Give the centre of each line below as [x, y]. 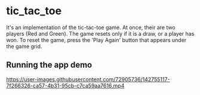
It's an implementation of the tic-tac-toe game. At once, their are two [91, 27]
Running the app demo [49, 65]
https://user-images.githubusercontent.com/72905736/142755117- [88, 79]
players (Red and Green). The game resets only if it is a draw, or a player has [100, 33]
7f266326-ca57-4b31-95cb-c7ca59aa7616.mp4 [65, 85]
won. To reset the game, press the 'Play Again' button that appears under [96, 40]
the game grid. [24, 46]
